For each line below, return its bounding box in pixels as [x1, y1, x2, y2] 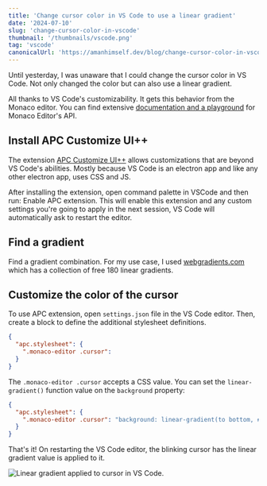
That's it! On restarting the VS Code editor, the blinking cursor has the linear [8, 445, 257, 454]
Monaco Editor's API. [8, 111, 77, 120]
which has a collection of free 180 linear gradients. [8, 265, 174, 275]
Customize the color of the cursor [8, 288, 179, 302]
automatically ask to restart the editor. [8, 212, 133, 222]
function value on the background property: [45, 385, 185, 395]
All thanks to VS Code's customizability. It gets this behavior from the [8, 94, 234, 103]
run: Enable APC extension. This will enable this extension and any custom [8, 195, 252, 205]
